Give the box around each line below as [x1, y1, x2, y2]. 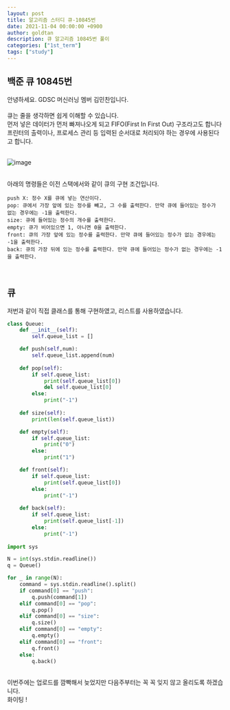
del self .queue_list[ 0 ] [43, 384, 112, 391]
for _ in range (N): [7, 574, 63, 582]
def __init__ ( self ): [19, 326, 78, 334]
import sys [7, 543, 38, 550]
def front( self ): [19, 466, 69, 473]
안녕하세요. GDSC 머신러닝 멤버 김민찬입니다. [7, 95, 129, 103]
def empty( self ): [19, 428, 69, 435]
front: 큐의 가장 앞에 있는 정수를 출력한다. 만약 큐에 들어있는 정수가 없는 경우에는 [7, 231, 216, 238]
